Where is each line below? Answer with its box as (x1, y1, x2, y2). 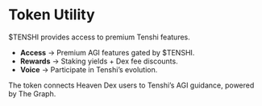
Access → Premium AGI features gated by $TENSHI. (19, 47, 195, 57)
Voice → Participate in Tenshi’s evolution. (19, 64, 158, 74)
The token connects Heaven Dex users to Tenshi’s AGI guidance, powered (8, 80, 255, 90)
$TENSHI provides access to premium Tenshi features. (8, 32, 191, 42)
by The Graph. (8, 88, 56, 98)
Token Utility (8, 6, 95, 24)
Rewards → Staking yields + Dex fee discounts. (19, 56, 179, 66)
